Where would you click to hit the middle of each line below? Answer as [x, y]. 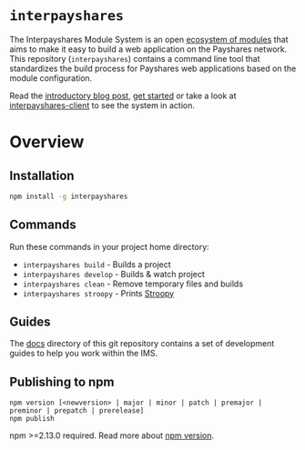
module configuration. [51, 78]
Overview [47, 142]
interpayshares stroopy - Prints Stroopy [98, 293]
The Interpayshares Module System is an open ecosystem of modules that [149, 39]
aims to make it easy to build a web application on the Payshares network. [148, 49]
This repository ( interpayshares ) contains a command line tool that [135, 58]
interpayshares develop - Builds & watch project [113, 274]
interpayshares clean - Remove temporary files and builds [133, 284]
